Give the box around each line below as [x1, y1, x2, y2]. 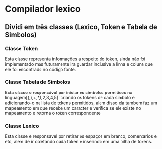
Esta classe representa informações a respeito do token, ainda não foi [5, 56, 145, 62]
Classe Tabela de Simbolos [5, 78, 71, 85]
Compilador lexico [5, 3, 81, 15]
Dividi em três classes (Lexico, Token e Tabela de [5, 23, 158, 31]
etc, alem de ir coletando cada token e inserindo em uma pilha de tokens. [5, 139, 153, 145]
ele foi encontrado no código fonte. [5, 66, 76, 72]
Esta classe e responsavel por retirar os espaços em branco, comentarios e [5, 133, 157, 139]
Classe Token [5, 45, 38, 52]
